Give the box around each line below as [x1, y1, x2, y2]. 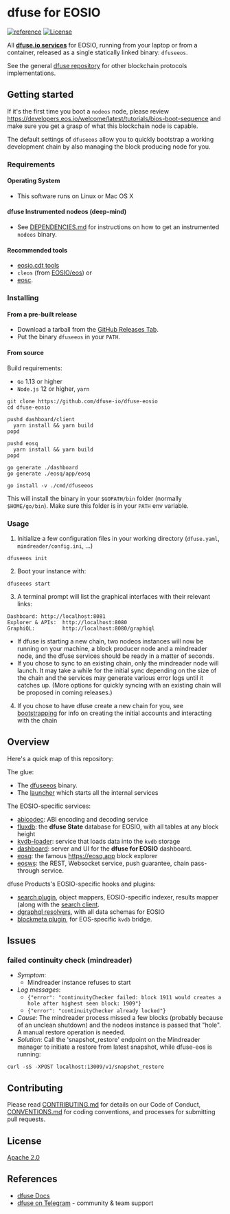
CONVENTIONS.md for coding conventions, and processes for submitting [7, 1108, 216, 1116]
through [16, 866, 40, 875]
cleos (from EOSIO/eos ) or [16, 268, 93, 277]
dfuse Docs [16, 1191, 50, 1200]
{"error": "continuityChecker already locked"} [27, 1008, 166, 1014]
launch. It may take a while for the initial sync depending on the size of [16, 666, 217, 674]
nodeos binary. [16, 231, 57, 239]
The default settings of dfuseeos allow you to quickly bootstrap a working [7, 135, 214, 143]
